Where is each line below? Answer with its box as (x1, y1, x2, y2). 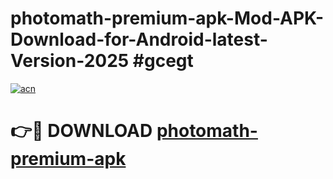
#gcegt (132, 50, 194, 72)
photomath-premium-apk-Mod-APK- (10, 7, 325, 30)
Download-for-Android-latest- (10, 28, 268, 51)
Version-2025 (10, 50, 130, 72)
